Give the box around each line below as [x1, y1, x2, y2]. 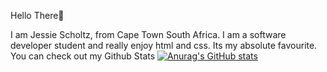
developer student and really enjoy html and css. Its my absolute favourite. [10, 40, 318, 51]
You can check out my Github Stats [10, 50, 156, 62]
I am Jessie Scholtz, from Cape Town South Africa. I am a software [10, 29, 287, 40]
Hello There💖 [10, 10, 65, 21]
